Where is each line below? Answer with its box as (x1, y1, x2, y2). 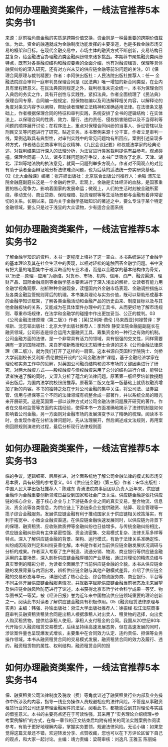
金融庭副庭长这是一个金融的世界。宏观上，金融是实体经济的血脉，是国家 (9, 179, 158, 185)
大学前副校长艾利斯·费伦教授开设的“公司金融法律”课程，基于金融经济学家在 (5, 354, 159, 360)
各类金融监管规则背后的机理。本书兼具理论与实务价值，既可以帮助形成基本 (9, 291, 163, 297)
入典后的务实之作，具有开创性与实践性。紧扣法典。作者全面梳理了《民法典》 (5, 91, 163, 97)
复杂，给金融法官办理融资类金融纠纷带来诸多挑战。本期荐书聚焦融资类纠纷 (9, 53, 163, 59)
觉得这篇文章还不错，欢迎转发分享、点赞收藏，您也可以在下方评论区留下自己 (5, 729, 163, 736)
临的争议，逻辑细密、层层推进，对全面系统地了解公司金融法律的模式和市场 (5, 473, 158, 479)
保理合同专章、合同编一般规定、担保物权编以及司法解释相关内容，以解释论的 (5, 97, 163, 103)
